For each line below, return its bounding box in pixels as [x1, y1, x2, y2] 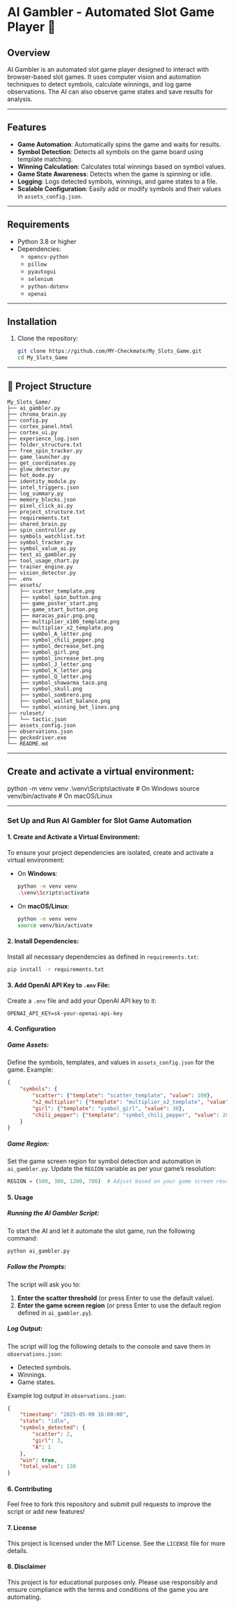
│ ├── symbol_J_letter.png [7, 661, 92, 668]
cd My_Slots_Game [17, 354, 68, 361]
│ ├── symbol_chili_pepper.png [7, 637, 104, 644]
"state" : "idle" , [19, 1418, 70, 1425]
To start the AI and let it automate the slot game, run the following [7, 1227, 195, 1235]
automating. [7, 1593, 42, 1601]
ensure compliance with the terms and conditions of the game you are [7, 1585, 209, 1593]
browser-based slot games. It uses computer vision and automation [7, 73, 201, 81]
